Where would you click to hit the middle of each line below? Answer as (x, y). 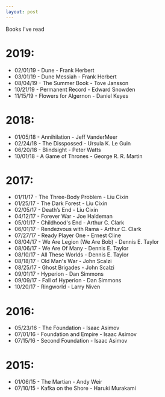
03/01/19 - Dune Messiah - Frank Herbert (65, 77)
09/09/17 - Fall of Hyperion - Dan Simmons (68, 281)
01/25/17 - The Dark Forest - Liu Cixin (61, 203)
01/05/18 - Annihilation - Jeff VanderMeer (66, 137)
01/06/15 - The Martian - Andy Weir (58, 382)
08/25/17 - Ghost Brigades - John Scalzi (64, 268)
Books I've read (25, 29)
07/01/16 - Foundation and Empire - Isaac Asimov (75, 334)
